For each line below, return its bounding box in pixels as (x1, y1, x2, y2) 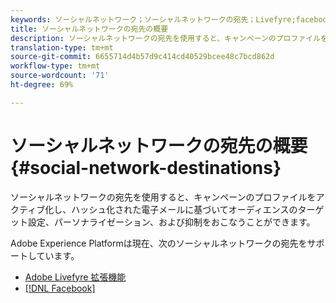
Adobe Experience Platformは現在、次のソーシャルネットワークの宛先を (10, 237, 308, 249)
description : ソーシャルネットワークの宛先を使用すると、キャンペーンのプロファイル (10, 33, 322, 43)
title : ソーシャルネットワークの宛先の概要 (10, 24, 169, 34)
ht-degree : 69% (10, 80, 74, 90)
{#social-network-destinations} (10, 156, 282, 179)
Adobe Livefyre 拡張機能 (24, 271, 127, 283)
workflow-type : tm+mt (10, 61, 101, 71)
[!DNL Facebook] (24, 282, 96, 294)
